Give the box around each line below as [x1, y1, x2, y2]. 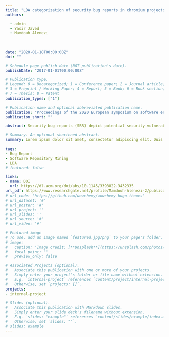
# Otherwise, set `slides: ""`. [5, 319, 78, 324]
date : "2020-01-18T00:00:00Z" [5, 49, 69, 55]
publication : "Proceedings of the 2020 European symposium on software [5, 110, 158, 115]
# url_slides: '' [5, 212, 42, 217]
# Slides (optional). [5, 300, 51, 306]
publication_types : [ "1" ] [5, 95, 59, 101]
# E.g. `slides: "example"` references [5, 314, 94, 319]
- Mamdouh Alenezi [10, 31, 49, 36]
